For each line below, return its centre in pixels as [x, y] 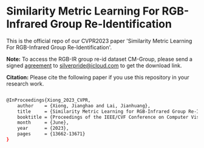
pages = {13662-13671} [51, 134]
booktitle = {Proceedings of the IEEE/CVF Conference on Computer [103, 117]
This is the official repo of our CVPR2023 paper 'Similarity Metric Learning [99, 41]
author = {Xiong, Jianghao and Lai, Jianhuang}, [84, 106]
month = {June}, [43, 123]
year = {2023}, [43, 129]
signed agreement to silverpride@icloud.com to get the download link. [94, 66]
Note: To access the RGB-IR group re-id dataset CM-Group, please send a [100, 59]
